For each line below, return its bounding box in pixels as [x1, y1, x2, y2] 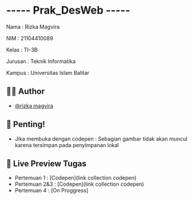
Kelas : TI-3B [6, 46, 38, 53]
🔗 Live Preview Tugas [6, 158, 87, 169]
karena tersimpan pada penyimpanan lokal [14, 141, 119, 148]
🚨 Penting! [6, 119, 46, 129]
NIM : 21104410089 [6, 34, 53, 42]
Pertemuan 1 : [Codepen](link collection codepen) [14, 174, 137, 182]
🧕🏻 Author [6, 87, 45, 97]
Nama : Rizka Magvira [6, 23, 60, 30]
